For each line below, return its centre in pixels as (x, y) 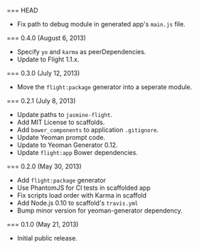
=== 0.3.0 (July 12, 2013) (43, 73)
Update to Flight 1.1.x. (48, 59)
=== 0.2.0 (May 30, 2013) (44, 166)
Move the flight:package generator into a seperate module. (104, 87)
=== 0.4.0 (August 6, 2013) (47, 38)
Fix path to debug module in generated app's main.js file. (101, 24)
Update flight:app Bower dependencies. (77, 152)
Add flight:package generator (61, 180)
